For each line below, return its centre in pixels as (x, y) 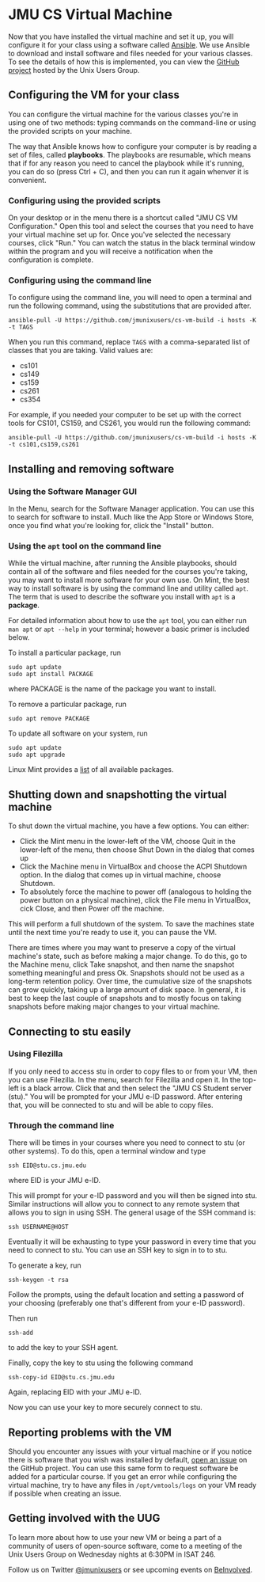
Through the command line (61, 1125)
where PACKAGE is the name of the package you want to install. (112, 689)
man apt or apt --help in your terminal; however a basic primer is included (129, 629)
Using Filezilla (36, 1054)
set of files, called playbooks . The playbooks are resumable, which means (130, 154)
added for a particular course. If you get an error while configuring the (123, 1476)
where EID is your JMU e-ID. (55, 1181)
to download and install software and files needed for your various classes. (131, 53)
